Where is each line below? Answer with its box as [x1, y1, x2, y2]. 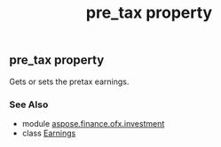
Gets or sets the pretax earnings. [9, 76, 130, 87]
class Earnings [21, 128, 76, 138]
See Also [9, 98, 49, 111]
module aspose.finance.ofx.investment [21, 118, 165, 128]
